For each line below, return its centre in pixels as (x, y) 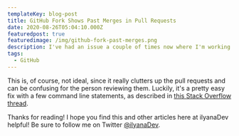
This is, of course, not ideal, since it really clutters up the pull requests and (117, 80)
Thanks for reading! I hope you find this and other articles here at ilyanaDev (118, 117)
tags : (15, 54)
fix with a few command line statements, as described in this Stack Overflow (119, 95)
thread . (18, 103)
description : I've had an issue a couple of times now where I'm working (119, 47)
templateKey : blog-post (43, 14)
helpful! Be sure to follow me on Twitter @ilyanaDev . (84, 125)
